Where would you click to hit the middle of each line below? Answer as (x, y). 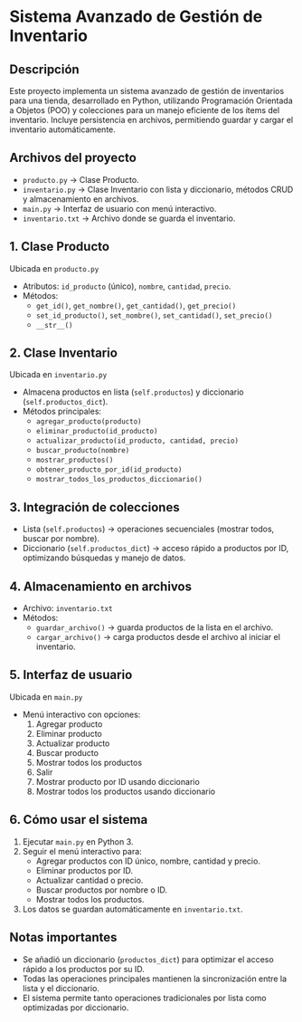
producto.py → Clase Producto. (80, 179)
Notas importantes (63, 937)
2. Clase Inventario (63, 353)
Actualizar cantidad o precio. (90, 880)
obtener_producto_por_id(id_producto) (109, 470)
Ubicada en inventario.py (58, 375)
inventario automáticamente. (62, 129)
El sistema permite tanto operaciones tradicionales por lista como (144, 998)
